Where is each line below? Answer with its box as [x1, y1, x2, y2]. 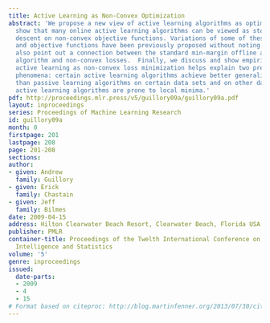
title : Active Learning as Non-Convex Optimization [8, 11, 185, 20]
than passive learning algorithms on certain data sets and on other [15, 79, 253, 87]
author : [8, 161, 35, 169]
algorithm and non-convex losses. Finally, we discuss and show [15, 57, 239, 65]
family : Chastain [15, 190, 74, 199]
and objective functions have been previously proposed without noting [15, 42, 261, 50]
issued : [8, 265, 35, 273]
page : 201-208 [8, 146, 56, 154]
